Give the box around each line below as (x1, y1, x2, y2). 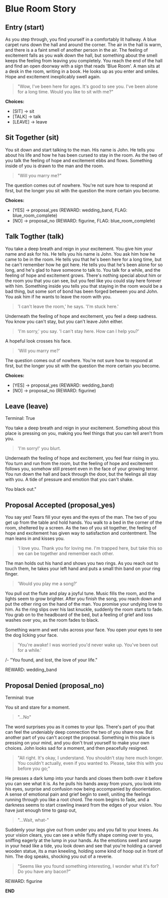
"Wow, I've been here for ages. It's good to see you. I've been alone (17, 83, 158, 89)
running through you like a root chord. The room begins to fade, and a (5, 797, 149, 803)
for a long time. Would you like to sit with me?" (17, 89, 114, 94)
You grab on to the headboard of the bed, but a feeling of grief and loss (5, 612, 153, 618)
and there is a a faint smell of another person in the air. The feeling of (5, 47, 148, 53)
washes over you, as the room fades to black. (5, 617, 99, 623)
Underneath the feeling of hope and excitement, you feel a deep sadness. (5, 313, 157, 319)
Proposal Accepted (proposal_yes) (5, 501, 115, 509)
